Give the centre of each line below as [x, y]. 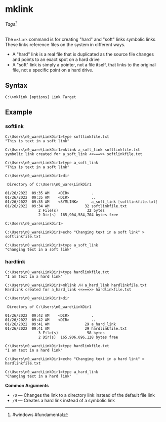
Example [19, 112]
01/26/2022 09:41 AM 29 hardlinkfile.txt [66, 328]
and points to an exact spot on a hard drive [56, 60]
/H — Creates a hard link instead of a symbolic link [63, 400]
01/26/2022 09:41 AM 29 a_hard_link [61, 324]
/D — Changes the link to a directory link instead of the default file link [83, 395]
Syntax [16, 86]
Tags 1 [11, 23]
